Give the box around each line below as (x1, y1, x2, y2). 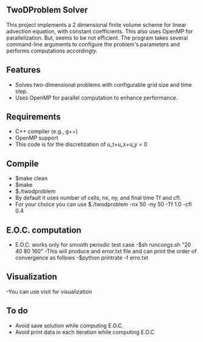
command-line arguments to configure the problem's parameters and (6, 40, 181, 48)
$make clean (15, 175, 48, 182)
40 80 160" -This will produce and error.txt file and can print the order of (15, 247, 197, 255)
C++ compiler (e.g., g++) (15, 128, 78, 135)
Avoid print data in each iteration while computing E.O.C (15, 328, 155, 335)
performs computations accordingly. (6, 47, 98, 54)
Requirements (6, 112, 61, 122)
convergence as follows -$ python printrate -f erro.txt (15, 254, 149, 261)
